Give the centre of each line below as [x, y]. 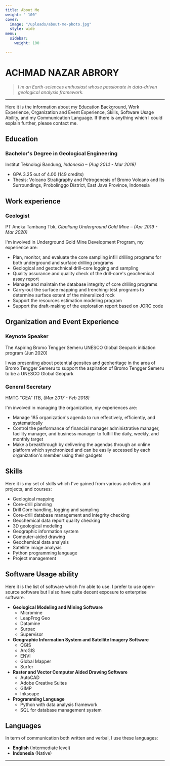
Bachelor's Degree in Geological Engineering [61, 153]
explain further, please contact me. [42, 123]
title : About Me [22, 10]
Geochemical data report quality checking [56, 520]
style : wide [23, 29]
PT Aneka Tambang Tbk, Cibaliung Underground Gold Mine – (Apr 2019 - [81, 227]
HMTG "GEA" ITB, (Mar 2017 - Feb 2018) [48, 398]
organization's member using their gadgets [57, 455]
